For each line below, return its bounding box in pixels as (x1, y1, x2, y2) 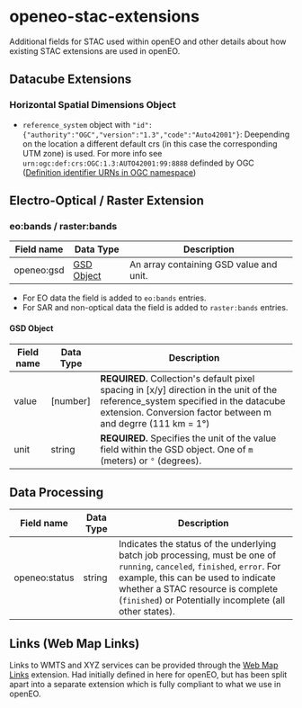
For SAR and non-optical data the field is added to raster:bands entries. (22, 302, 289, 313)
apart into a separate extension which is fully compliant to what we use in (9, 679, 281, 690)
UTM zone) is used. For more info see (22, 148, 163, 158)
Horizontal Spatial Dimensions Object (9, 99, 177, 112)
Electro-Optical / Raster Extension (9, 193, 204, 209)
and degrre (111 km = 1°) (100, 417, 210, 429)
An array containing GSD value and (129, 258, 278, 271)
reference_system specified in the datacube (100, 394, 286, 407)
